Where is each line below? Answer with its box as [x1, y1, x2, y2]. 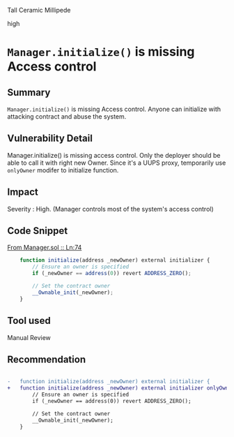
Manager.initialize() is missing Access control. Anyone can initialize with [7, 105, 221, 113]
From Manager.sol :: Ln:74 [7, 244, 82, 252]
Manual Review [7, 333, 51, 341]
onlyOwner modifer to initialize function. [7, 165, 119, 174]
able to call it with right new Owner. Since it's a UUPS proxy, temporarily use [7, 158, 226, 167]
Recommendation [7, 353, 86, 365]
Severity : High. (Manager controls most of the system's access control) [7, 205, 214, 213]
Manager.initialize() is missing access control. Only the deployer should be [7, 151, 221, 159]
